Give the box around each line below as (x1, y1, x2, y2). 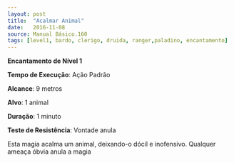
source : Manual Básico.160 (7, 30, 88, 38)
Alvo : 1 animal (7, 98, 49, 107)
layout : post (7, 10, 46, 18)
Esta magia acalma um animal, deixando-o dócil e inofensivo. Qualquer (7, 140, 216, 149)
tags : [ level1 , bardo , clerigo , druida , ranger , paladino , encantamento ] (7, 37, 228, 44)
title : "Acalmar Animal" (7, 17, 84, 24)
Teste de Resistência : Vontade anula (7, 126, 116, 134)
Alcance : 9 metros (7, 84, 63, 93)
